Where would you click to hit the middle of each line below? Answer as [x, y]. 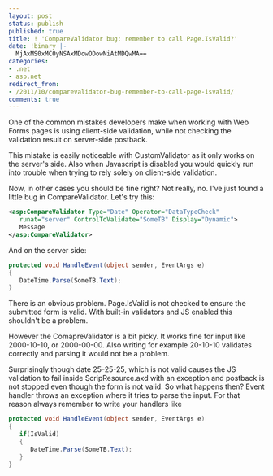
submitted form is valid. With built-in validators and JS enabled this [121, 312]
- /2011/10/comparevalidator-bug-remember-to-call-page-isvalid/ [121, 92]
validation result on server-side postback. [78, 140]
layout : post [30, 16]
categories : [28, 62]
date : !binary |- [38, 46]
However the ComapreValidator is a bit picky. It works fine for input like [127, 336]
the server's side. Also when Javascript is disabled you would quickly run [131, 164]
